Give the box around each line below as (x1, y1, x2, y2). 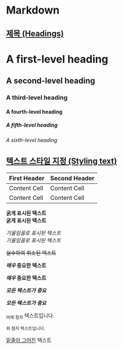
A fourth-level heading (6, 108, 63, 115)
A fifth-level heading (6, 121, 58, 129)
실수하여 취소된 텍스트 (6, 249, 57, 256)
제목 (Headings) (6, 28, 64, 38)
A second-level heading (6, 76, 95, 86)
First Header (9, 174, 45, 182)
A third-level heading (6, 94, 68, 102)
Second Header (50, 174, 95, 182)
